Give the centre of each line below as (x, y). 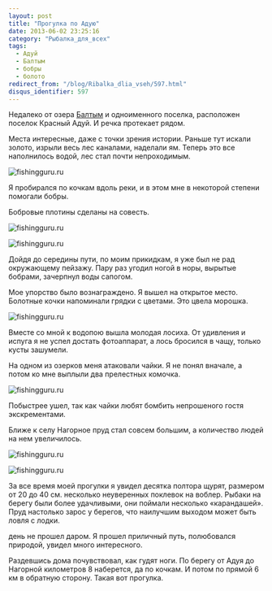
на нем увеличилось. (45, 439)
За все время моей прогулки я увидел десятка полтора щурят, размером (136, 486)
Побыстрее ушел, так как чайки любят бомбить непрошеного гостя (126, 406)
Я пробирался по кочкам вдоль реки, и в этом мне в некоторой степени (134, 188)
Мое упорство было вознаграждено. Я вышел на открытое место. (123, 293)
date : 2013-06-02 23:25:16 (54, 31)
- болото (30, 76)
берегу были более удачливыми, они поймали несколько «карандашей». (136, 503)
